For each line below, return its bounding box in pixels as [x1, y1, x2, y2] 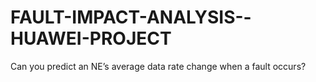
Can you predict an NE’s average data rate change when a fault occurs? [10, 60, 307, 72]
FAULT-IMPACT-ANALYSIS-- [10, 6, 252, 29]
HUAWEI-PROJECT [10, 27, 172, 50]
